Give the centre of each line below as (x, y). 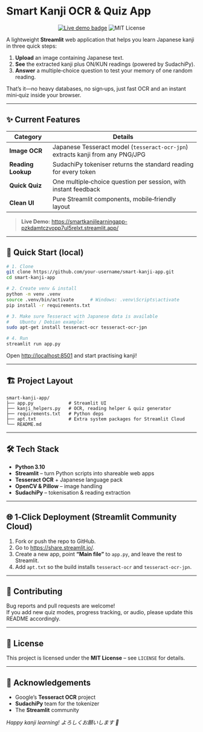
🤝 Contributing (34, 591)
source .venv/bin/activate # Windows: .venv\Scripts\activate (93, 300)
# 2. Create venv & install (42, 289)
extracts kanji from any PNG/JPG (99, 154)
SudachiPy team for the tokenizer (57, 703)
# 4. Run (17, 339)
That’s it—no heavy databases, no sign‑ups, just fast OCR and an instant (96, 88)
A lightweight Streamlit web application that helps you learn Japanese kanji (100, 39)
